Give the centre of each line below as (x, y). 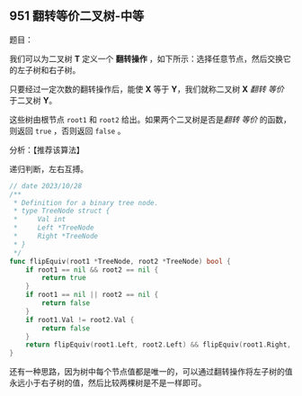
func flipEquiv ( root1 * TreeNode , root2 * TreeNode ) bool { (120, 261)
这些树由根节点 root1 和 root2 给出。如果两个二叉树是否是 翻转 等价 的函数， (151, 119)
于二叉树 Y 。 (33, 100)
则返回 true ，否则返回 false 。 (67, 130)
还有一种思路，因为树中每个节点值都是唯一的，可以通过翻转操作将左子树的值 (151, 372)
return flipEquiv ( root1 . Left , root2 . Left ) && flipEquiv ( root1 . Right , (159, 345)
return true (64, 278)
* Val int (40, 220)
